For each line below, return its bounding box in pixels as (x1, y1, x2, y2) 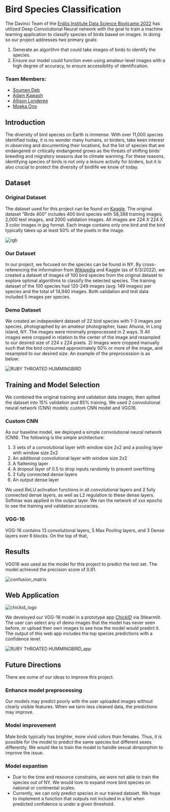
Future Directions (5, 660, 61, 669)
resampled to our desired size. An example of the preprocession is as (5, 350, 151, 357)
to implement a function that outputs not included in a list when (12, 796, 145, 802)
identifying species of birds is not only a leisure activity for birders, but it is (5, 159, 161, 165)
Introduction (5, 118, 46, 127)
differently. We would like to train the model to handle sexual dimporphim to (5, 744, 163, 750)
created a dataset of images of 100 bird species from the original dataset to (5, 272, 163, 278)
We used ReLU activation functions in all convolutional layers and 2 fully (5, 487, 156, 493)
